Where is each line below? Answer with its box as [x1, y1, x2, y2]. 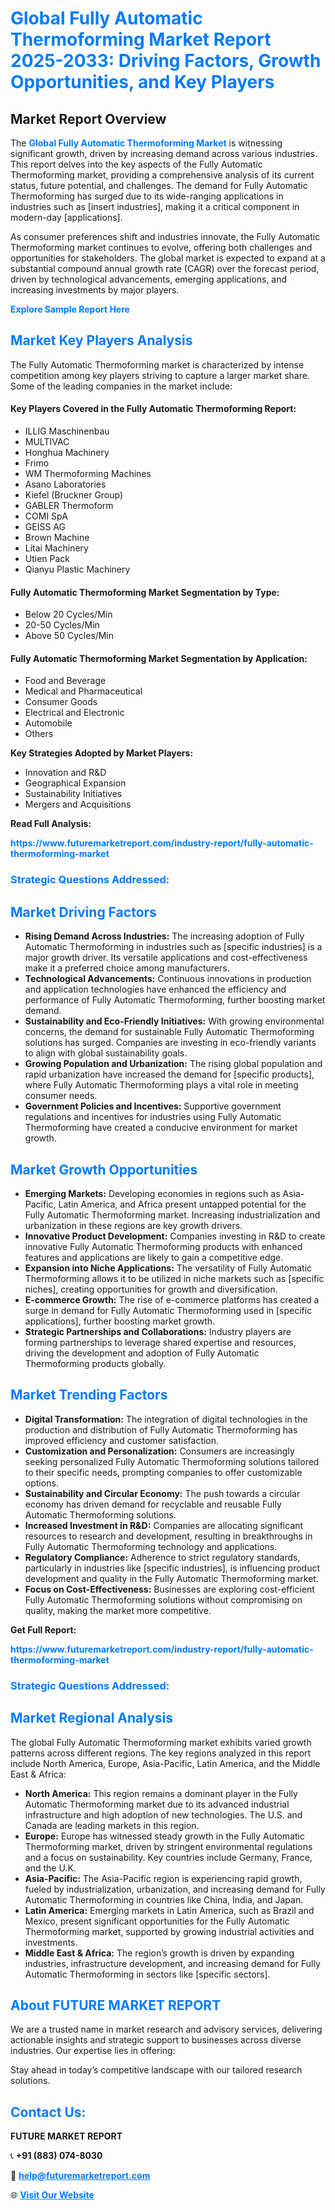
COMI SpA [24, 510, 68, 522]
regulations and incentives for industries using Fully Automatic [24, 1111, 282, 1123]
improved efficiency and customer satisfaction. [24, 1434, 220, 1446]
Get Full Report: [10, 1623, 77, 1636]
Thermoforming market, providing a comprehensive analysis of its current [10, 169, 315, 181]
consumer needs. [24, 1090, 98, 1102]
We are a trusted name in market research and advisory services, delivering [10, 2023, 323, 2036]
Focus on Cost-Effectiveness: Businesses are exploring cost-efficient [24, 1583, 315, 1595]
